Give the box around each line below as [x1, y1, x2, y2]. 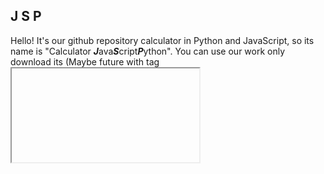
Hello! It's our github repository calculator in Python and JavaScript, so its [10, 34, 315, 46]
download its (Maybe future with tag [10, 55, 160, 68]
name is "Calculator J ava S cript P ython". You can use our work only [10, 45, 286, 57]
